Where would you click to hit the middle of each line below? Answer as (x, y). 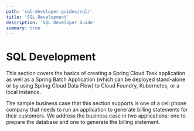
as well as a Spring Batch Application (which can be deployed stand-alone (96, 79)
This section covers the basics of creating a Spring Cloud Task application (96, 73)
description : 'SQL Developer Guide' (51, 22)
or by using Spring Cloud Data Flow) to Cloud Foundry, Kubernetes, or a (93, 86)
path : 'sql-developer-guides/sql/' (50, 11)
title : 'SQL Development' (38, 17)
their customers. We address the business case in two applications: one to (96, 116)
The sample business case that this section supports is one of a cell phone (96, 103)
